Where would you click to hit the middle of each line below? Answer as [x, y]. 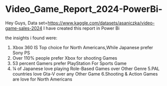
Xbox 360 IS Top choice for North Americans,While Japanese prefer [83, 47]
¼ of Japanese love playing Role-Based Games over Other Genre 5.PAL [86, 69]
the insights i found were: [31, 38]
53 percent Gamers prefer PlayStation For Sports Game [69, 63]
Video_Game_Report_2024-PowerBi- [84, 9]
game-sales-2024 [24, 28]
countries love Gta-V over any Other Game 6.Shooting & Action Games [85, 74]
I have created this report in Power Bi [81, 28]
